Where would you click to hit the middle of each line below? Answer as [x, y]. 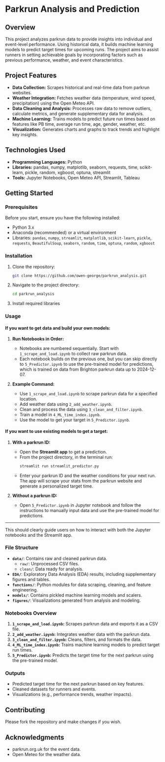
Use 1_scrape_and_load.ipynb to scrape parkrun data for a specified [88, 394]
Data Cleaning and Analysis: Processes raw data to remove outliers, [82, 108]
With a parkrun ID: [31, 442]
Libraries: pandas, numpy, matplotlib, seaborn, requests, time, [75, 167]
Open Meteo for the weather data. [47, 755]
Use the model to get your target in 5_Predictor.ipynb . [75, 420]
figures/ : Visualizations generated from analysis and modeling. [76, 600]
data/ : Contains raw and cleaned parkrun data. [60, 558]
